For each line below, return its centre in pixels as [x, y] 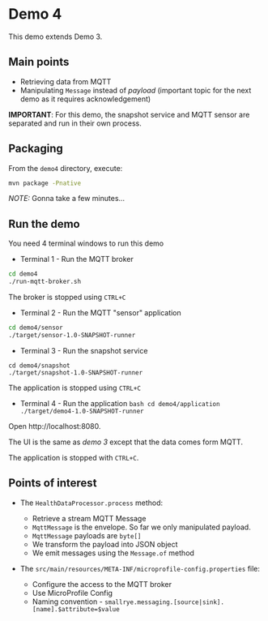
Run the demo [45, 224]
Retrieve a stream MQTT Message [89, 518]
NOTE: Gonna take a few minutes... [67, 199]
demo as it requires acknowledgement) [85, 99]
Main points [39, 62]
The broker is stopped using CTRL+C [67, 297]
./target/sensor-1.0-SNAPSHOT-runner [72, 335]
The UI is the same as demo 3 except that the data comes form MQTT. [125, 442]
